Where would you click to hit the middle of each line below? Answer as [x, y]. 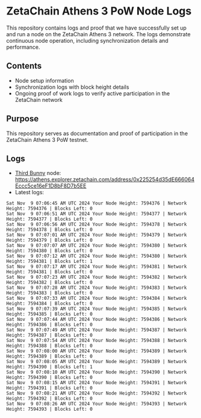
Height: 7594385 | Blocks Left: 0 [50, 314]
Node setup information [44, 80]
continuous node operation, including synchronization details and [87, 40]
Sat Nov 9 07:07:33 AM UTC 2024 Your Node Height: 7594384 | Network [97, 299]
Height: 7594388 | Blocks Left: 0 [50, 346]
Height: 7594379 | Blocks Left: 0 [50, 240]
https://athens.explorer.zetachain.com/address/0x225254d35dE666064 [104, 180]
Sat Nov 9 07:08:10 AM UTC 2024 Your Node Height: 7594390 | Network [97, 372]
